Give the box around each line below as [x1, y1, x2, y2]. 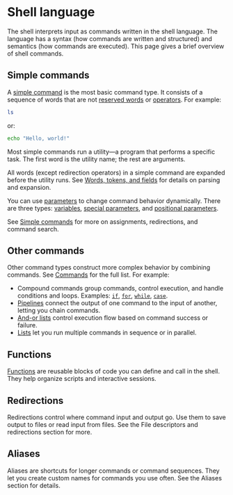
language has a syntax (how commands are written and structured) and [7, 34, 212, 42]
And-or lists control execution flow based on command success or [17, 314, 209, 322]
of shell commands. [7, 49, 64, 58]
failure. [17, 321, 38, 330]
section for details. [7, 481, 61, 489]
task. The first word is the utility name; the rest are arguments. [7, 154, 186, 163]
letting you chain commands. [17, 307, 101, 315]
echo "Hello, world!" [7, 135, 70, 142]
